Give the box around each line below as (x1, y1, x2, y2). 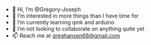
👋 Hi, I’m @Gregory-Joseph (12, 6, 81, 13)
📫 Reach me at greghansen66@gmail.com (12, 32, 121, 39)
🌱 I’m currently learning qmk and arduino (12, 19, 114, 26)
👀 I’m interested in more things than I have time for (12, 12, 139, 19)
